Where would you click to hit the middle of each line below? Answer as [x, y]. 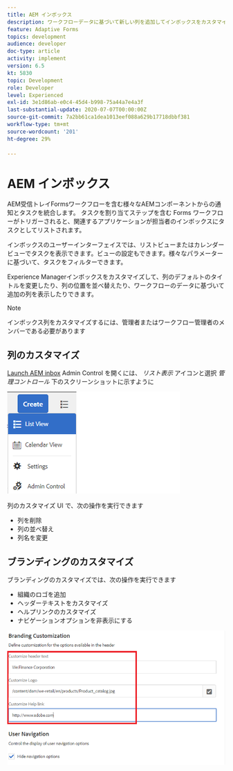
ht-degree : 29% [29, 139]
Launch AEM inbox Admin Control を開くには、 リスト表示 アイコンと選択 [112, 373]
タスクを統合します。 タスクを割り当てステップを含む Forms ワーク [115, 213]
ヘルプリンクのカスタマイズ [57, 612]
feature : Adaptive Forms [43, 29]
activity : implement [37, 59]
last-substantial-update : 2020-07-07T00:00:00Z [77, 110]
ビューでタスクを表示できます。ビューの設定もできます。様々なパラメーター [115, 254]
